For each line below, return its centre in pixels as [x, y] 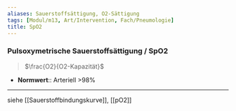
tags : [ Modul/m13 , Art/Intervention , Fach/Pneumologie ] [91, 20]
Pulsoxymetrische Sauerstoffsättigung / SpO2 [88, 51]
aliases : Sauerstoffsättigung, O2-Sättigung [73, 14]
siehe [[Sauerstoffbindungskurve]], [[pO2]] [70, 100]
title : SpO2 [25, 27]
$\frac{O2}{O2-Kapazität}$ [64, 66]
